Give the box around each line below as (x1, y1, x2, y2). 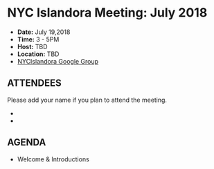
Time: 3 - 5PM (17, 35, 60, 43)
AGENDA (7, 136, 46, 148)
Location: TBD (17, 50, 60, 58)
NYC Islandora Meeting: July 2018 (7, 5, 208, 21)
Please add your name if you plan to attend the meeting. (7, 96, 168, 104)
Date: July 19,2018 (17, 28, 71, 36)
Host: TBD (17, 42, 48, 51)
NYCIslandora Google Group (17, 57, 99, 65)
